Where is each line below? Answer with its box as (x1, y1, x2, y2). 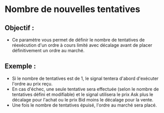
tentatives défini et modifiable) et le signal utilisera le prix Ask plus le (11, 91, 153, 97)
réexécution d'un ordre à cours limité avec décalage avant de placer (11, 42, 152, 48)
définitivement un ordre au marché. (11, 48, 85, 53)
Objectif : (4, 24, 34, 32)
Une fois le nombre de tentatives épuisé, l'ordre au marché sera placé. (11, 102, 157, 108)
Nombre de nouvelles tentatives (4, 4, 140, 15)
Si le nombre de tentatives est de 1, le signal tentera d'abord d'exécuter (11, 75, 158, 81)
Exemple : (4, 62, 36, 71)
